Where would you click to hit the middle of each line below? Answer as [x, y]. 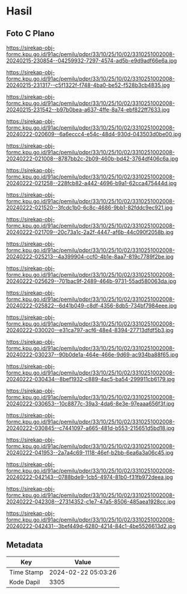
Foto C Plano [30, 33]
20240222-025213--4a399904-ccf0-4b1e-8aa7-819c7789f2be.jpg [90, 257]
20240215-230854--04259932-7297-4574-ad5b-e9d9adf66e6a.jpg [92, 61]
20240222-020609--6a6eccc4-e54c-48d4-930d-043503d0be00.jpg [94, 134]
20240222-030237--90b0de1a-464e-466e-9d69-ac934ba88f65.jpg [92, 355]
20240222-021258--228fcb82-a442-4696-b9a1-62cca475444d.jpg [92, 183]
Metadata [25, 545]
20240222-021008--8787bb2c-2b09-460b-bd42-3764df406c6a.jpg [92, 159]
